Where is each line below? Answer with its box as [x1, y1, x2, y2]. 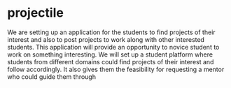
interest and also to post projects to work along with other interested [7, 35, 205, 43]
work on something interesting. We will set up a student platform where [7, 50, 213, 59]
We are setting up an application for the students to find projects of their [7, 28, 216, 36]
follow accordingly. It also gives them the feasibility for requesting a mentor [7, 65, 225, 73]
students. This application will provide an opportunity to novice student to [7, 43, 220, 51]
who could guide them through [7, 72, 97, 81]
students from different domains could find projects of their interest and [7, 57, 214, 66]
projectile [7, 5, 64, 21]
